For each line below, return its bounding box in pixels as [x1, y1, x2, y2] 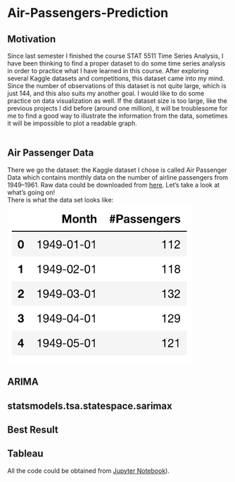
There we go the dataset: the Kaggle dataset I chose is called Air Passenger [7, 166, 227, 174]
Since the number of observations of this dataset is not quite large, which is [7, 82, 227, 89]
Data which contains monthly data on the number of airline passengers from [7, 173, 229, 181]
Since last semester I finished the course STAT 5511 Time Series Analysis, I [7, 51, 224, 60]
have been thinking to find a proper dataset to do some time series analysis [7, 59, 226, 68]
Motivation [7, 33, 56, 45]
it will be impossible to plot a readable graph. [7, 119, 137, 128]
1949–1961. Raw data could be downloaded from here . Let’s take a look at [7, 180, 220, 189]
